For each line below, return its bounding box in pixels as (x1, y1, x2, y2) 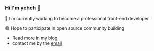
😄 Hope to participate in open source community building (5, 25, 125, 31)
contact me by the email (12, 40, 62, 46)
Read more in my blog (12, 35, 58, 41)
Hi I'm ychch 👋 (5, 4, 41, 11)
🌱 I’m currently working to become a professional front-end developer (5, 16, 149, 22)
